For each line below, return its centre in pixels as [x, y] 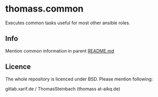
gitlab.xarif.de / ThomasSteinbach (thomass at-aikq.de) [63, 88]
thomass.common [44, 9]
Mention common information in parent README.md [60, 51]
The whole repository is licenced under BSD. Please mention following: [79, 79]
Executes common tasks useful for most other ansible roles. [68, 23]
